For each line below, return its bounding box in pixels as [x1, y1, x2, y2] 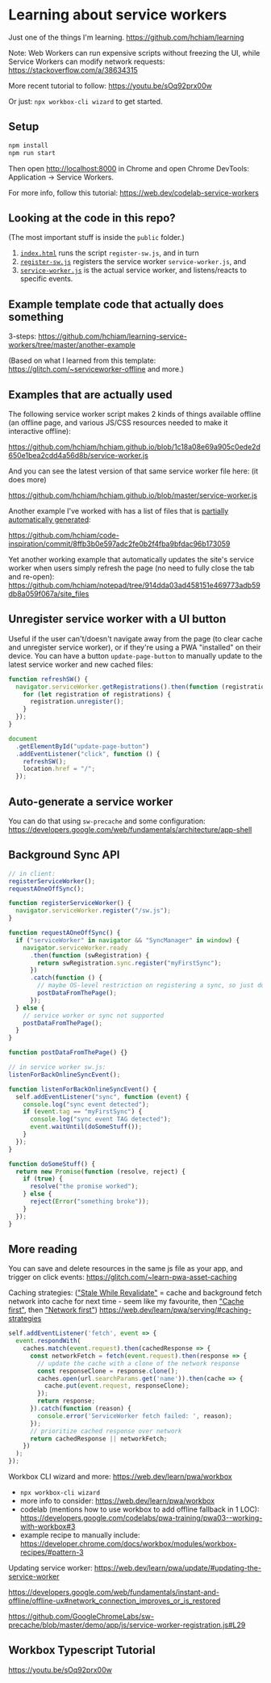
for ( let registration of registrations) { [23, 690, 172, 698]
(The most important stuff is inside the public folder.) [8, 233, 186, 242]
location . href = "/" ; [23, 765, 95, 773]
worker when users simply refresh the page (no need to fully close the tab [8, 563, 255, 573]
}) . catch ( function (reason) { [29, 1404, 131, 1413]
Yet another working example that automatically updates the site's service [8, 554, 254, 564]
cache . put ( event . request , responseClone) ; [44, 1382, 190, 1391]
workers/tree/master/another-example [8, 340, 135, 350]
